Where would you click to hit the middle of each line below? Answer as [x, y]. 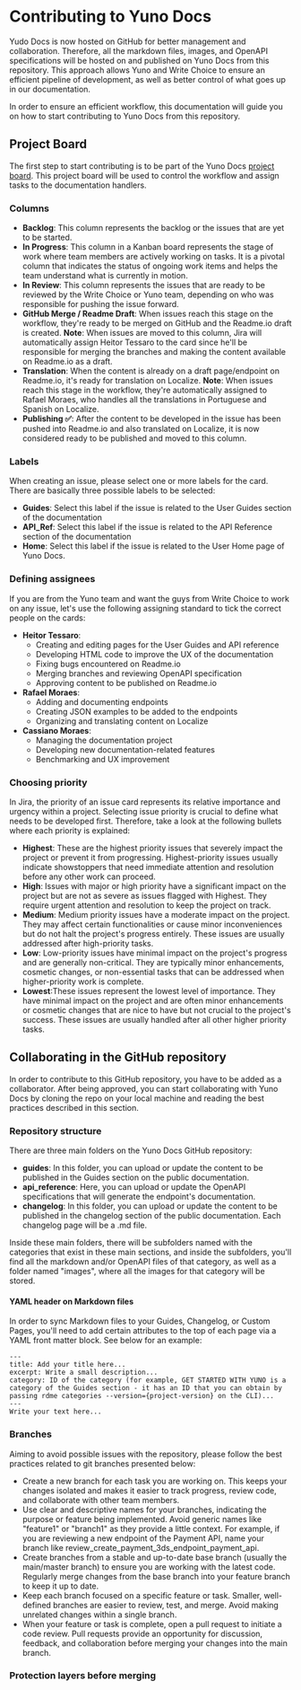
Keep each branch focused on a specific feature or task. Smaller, [142, 1595]
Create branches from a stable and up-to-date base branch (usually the [155, 1557]
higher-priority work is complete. [83, 981]
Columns [30, 208]
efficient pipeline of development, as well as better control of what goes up [148, 79]
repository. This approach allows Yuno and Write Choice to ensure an [138, 70]
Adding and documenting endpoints [102, 701]
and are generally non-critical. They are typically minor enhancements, [153, 962]
